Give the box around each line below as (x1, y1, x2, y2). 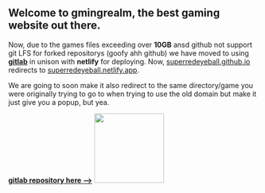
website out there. (8, 19, 101, 33)
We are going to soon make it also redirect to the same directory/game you (8, 80, 253, 90)
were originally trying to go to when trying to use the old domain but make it (8, 89, 257, 98)
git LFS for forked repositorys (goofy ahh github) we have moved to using (8, 48, 249, 58)
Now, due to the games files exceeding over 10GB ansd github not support (8, 40, 253, 49)
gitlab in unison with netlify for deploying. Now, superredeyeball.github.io (8, 56, 251, 66)
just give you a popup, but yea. (8, 97, 110, 106)
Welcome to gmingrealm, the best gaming (8, 6, 220, 20)
